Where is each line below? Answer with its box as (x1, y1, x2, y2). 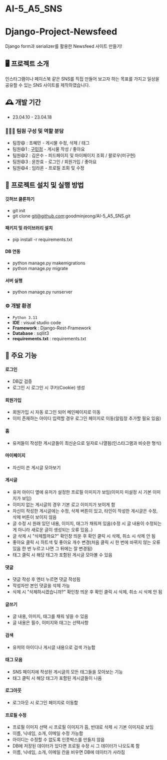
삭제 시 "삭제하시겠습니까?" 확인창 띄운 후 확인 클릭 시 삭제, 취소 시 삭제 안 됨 (12, 589, 162, 595)
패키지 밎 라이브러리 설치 (5, 225, 53, 231)
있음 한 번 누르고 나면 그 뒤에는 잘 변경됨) (12, 545, 93, 551)
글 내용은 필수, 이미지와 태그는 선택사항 (12, 619, 89, 625)
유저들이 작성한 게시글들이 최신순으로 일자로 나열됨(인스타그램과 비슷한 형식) (12, 440, 161, 446)
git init (12, 207, 25, 213)
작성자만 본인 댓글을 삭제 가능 (12, 583, 70, 589)
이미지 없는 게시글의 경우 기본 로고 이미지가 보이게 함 (12, 501, 115, 508)
